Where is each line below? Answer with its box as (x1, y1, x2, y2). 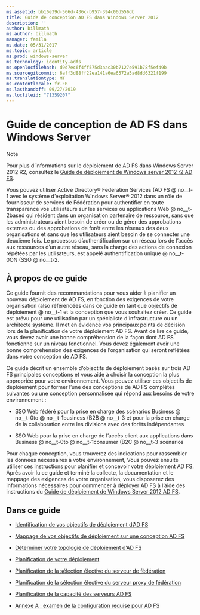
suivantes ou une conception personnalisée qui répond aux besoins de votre (6, 390, 195, 397)
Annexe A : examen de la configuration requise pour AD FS (14, 602, 160, 610)
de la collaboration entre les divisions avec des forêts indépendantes (14, 420, 184, 427)
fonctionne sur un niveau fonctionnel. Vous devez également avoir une (6, 340, 180, 347)
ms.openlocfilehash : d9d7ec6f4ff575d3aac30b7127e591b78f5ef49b (6, 64, 167, 71)
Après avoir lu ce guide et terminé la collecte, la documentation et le (6, 469, 174, 476)
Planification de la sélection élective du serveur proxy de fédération (14, 579, 181, 586)
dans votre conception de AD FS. (6, 353, 88, 360)
